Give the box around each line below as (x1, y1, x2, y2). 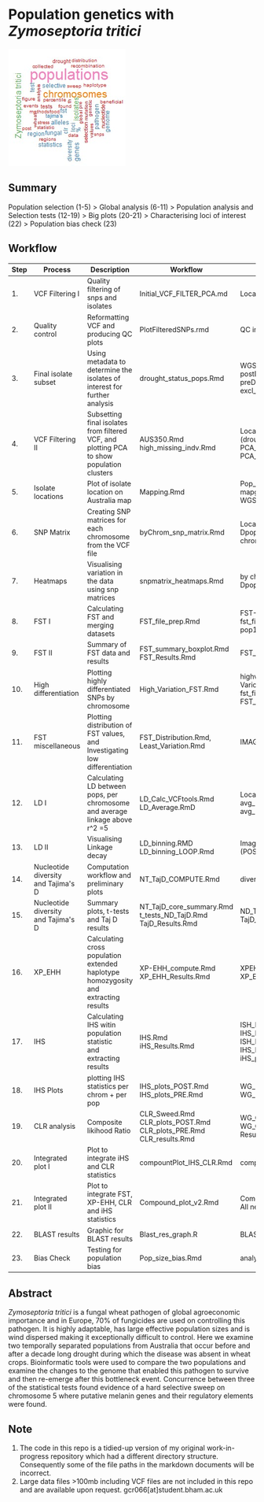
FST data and (86, 648, 131, 658)
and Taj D (86, 915, 118, 924)
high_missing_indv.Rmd (139, 443, 216, 453)
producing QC (86, 329, 133, 339)
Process (42, 265, 71, 275)
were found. (8, 1400, 47, 1409)
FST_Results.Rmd (139, 652, 196, 662)
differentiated (86, 684, 131, 694)
